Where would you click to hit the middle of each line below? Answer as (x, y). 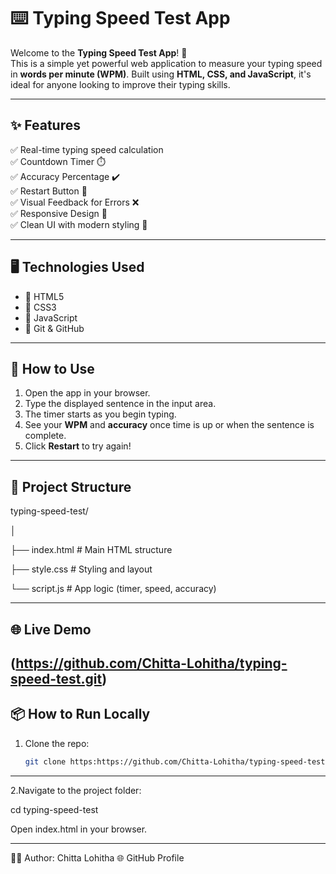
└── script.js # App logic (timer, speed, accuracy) (113, 589)
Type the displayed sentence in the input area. (120, 404)
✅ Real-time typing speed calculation (87, 149)
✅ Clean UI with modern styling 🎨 (79, 224)
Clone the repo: (57, 743)
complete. (45, 436)
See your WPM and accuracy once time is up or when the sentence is (169, 425)
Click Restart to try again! (78, 446)
